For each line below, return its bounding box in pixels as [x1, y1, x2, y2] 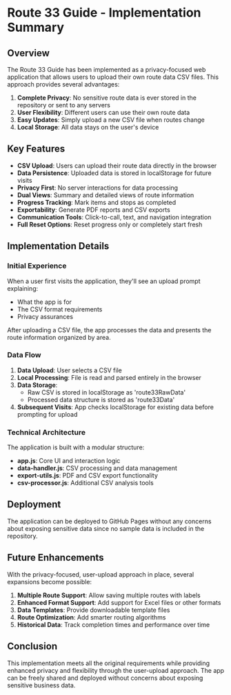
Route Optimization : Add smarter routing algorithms [17, 613, 166, 621]
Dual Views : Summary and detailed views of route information [17, 190, 194, 199]
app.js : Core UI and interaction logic [17, 457, 121, 465]
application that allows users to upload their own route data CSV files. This [7, 73, 219, 81]
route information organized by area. [7, 333, 112, 341]
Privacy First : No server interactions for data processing [17, 183, 178, 192]
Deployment [7, 498, 61, 510]
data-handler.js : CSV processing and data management [17, 464, 177, 472]
